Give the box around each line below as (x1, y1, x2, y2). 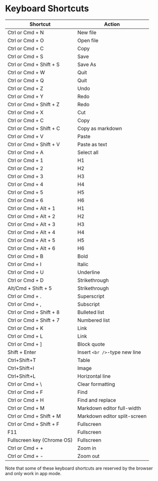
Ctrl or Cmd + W (7, 69, 45, 76)
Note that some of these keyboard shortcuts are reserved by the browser (5, 465, 153, 471)
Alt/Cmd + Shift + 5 (7, 285, 53, 292)
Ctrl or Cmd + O (7, 37, 44, 44)
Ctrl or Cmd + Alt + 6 (7, 244, 55, 251)
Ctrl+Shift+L (7, 372, 36, 379)
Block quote (77, 340, 105, 347)
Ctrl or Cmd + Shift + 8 (7, 308, 60, 315)
